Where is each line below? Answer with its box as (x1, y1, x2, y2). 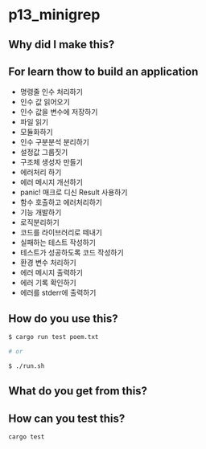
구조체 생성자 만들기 (19, 157, 83, 167)
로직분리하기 (19, 218, 60, 227)
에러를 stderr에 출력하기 (19, 288, 97, 298)
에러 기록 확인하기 (19, 278, 76, 288)
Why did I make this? (8, 38, 115, 51)
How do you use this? (8, 312, 118, 325)
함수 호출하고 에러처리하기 (19, 198, 103, 207)
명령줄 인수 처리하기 (19, 87, 83, 97)
